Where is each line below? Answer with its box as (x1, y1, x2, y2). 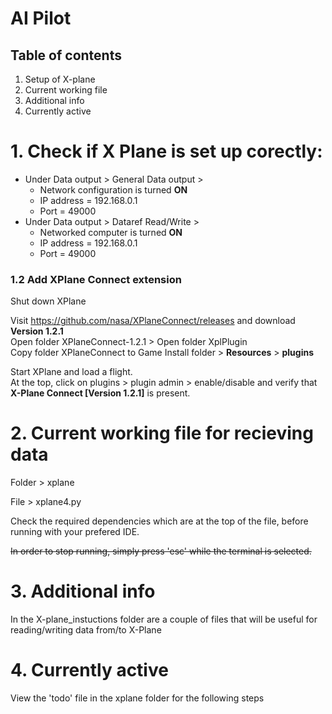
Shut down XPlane (10, 295, 87, 307)
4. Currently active (10, 659, 169, 682)
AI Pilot (10, 7, 72, 30)
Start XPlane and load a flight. (10, 366, 133, 378)
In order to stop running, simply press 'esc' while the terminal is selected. (10, 545, 312, 557)
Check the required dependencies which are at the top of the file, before (10, 515, 309, 527)
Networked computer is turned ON (39, 226, 183, 238)
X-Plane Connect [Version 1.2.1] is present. (10, 387, 191, 399)
